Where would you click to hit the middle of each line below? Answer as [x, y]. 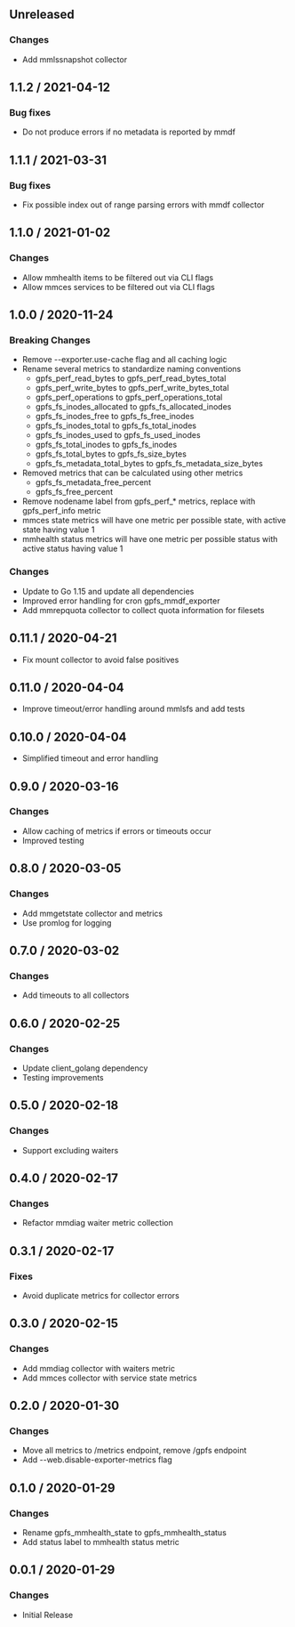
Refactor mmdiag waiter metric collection [97, 1223]
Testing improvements [63, 1077]
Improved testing [53, 840]
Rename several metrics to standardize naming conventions [132, 369]
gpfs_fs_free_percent [74, 492]
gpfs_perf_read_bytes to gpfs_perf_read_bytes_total [131, 378]
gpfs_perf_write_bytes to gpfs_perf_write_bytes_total [132, 388]
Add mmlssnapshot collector [74, 59]
